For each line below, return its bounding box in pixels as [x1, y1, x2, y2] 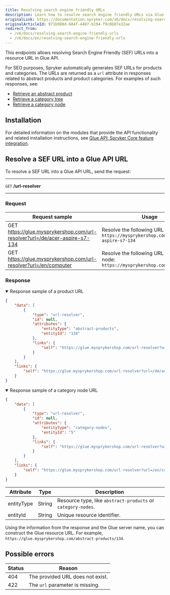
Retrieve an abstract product [12, 91, 72, 97]
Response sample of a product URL [10, 288, 84, 294]
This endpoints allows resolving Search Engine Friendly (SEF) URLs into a [5, 49, 158, 56]
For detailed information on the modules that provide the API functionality [5, 130, 158, 136]
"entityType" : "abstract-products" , [41, 326, 119, 331]
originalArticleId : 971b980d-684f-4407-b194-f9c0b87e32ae [5, 21, 130, 27]
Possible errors [5, 549, 55, 558]
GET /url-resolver [5, 183, 41, 189]
